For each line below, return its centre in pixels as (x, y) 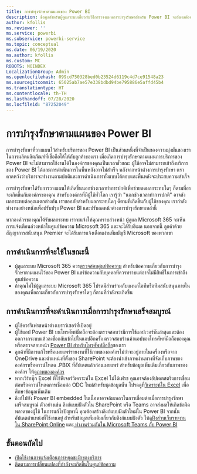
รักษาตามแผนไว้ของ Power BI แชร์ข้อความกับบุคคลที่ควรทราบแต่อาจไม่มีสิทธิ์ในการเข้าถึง (101, 273)
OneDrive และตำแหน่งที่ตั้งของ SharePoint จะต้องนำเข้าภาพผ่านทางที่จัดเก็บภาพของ (98, 358)
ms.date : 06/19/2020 (31, 50)
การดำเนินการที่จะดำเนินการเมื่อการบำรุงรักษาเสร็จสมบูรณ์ (89, 311)
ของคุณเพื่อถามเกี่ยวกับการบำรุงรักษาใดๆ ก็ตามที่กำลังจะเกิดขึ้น (74, 293)
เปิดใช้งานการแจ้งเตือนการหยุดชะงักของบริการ (58, 457)
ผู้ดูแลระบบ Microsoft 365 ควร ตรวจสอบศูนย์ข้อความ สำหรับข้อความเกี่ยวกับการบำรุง (98, 266)
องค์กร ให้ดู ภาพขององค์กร (39, 372)
